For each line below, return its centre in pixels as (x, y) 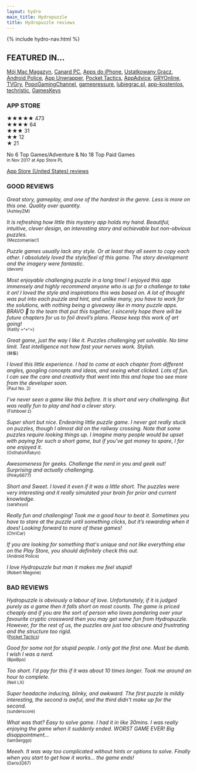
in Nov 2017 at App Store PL (35, 160)
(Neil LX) (16, 683)
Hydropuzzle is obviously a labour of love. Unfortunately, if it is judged (92, 600)
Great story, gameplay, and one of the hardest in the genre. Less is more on (98, 199)
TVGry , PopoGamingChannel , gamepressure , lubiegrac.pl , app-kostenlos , (95, 84)
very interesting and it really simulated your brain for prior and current (91, 492)
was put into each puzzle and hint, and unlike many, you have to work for (96, 299)
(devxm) (15, 269)
